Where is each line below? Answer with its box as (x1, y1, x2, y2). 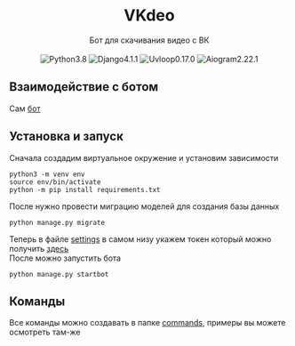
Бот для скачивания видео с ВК (89, 35, 210, 45)
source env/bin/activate (9, 177, 101, 187)
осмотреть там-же (9, 326, 82, 338)
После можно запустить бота (9, 253, 122, 263)
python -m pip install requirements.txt (9, 185, 162, 194)
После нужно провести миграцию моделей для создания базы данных (9, 201, 280, 212)
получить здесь (9, 243, 69, 253)
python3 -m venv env (9, 170, 86, 179)
